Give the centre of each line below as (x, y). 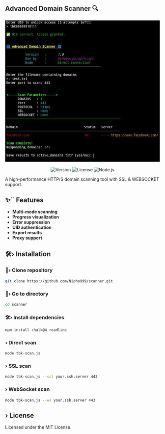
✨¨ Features (25, 200)
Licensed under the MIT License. (38, 427)
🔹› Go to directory (27, 294)
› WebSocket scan (27, 389)
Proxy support (27, 238)
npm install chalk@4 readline (36, 330)
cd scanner (16, 304)
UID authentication (32, 227)
